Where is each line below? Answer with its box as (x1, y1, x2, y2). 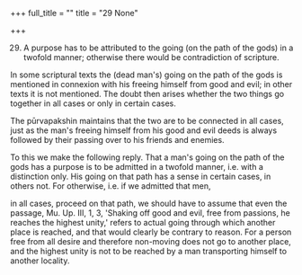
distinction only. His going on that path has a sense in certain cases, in (10, 171, 271, 182)
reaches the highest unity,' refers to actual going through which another (10, 217, 276, 227)
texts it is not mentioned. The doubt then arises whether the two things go (10, 89, 285, 99)
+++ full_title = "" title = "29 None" (10, 8, 138, 18)
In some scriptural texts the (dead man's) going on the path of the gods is (10, 69, 283, 80)
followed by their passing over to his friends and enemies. (10, 135, 225, 145)
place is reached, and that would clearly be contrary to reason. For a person (10, 226, 292, 237)
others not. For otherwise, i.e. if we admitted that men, (10, 181, 211, 191)
